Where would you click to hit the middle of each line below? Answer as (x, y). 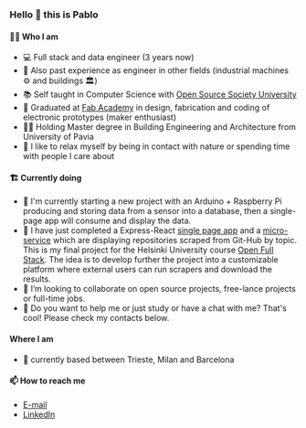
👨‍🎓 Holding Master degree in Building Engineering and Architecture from (159, 127)
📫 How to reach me (47, 381)
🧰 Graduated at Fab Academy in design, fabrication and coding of (146, 108)
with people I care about (69, 156)
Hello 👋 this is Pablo (54, 15)
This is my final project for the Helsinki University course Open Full (148, 250)
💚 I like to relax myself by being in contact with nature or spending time (156, 146)
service (37, 241)
